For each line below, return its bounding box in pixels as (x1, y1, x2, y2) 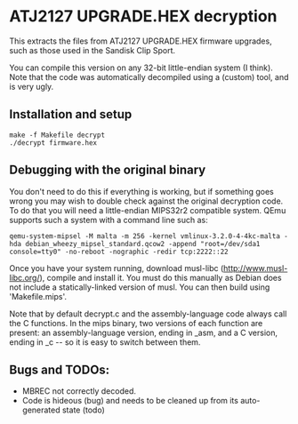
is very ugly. (9, 81, 54, 92)
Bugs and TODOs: (9, 362, 110, 377)
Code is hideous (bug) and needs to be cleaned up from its (21, 396, 238, 406)
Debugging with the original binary (9, 163, 206, 178)
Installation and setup (9, 107, 133, 122)
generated (21, 404, 60, 415)
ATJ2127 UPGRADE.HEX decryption (9, 6, 278, 27)
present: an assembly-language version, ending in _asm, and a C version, (9, 327, 278, 338)
